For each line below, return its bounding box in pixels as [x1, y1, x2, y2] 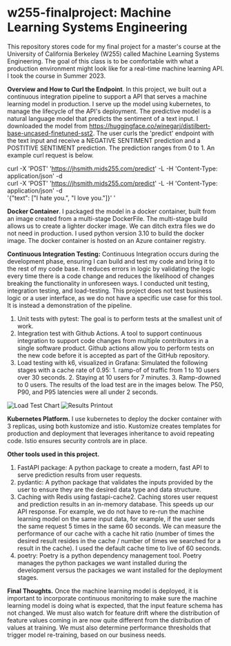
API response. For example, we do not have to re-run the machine [17, 507, 205, 516]
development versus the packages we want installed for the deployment [17, 566, 223, 574]
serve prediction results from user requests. [17, 471, 143, 479]
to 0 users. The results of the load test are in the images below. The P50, [17, 380, 224, 389]
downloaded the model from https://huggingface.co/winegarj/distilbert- [7, 121, 211, 130]
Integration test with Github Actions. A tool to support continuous [17, 329, 202, 337]
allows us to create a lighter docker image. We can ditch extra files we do [7, 222, 216, 230]
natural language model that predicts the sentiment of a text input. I [7, 114, 199, 122]
